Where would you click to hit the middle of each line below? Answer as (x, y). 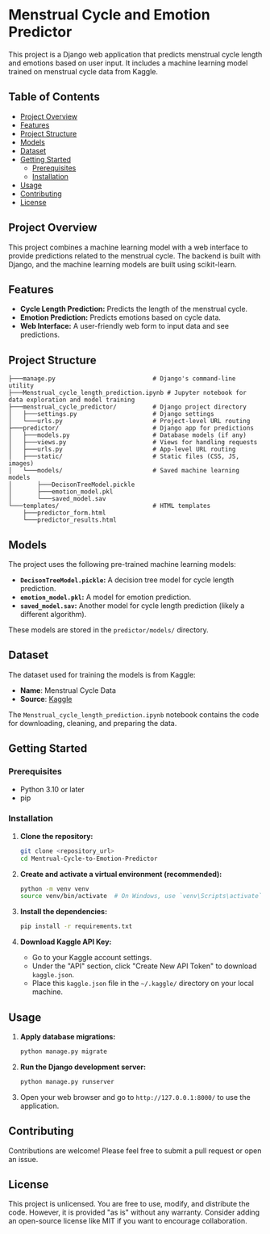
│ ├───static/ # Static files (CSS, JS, (124, 457)
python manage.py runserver (67, 1081)
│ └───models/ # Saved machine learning (124, 471)
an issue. (23, 1159)
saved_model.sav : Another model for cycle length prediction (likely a (132, 606)
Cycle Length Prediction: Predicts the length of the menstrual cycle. (134, 309)
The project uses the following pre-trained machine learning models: (122, 564)
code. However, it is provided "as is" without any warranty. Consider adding (134, 1212)
